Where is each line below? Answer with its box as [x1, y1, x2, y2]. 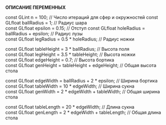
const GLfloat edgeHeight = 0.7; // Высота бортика [5, 57, 115, 63]
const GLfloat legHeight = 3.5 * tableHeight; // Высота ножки [5, 51, 136, 57]
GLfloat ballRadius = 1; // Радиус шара [5, 20, 87, 26]
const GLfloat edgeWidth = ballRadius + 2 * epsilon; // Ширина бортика [5, 78, 158, 84]
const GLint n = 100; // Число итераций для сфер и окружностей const [5, 14, 158, 20]
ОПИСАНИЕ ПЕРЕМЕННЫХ [5, 5, 66, 10]
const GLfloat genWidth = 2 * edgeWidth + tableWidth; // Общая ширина [5, 89, 160, 94]
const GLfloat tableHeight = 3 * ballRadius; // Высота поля [5, 46, 130, 52]
